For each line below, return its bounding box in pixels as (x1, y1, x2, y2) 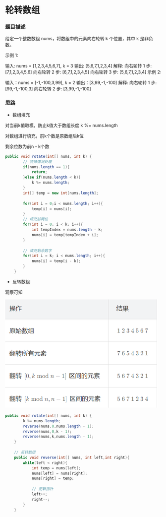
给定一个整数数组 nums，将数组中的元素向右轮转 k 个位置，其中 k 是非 (5, 36, 149, 42)
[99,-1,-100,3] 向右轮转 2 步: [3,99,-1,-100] (5, 86, 91, 92)
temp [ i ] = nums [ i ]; (31, 206, 72, 211)
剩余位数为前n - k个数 (5, 143, 50, 149)
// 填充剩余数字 (23, 248, 52, 253)
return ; (31, 170, 48, 175)
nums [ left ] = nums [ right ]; (31, 471, 88, 476)
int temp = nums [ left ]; (31, 465, 81, 470)
